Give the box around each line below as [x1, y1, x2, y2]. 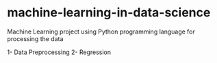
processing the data [7, 34, 64, 42]
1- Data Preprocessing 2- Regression [7, 48, 112, 56]
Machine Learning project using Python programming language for [7, 27, 195, 36]
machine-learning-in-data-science [7, 5, 211, 21]
